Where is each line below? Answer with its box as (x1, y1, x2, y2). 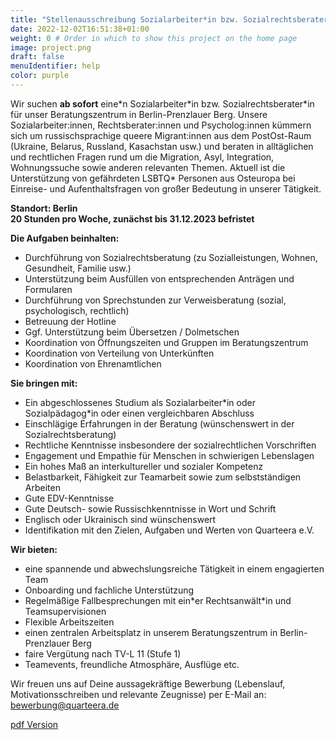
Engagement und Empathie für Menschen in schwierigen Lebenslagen (24, 449, 315, 461)
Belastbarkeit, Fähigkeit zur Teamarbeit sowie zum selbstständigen (24, 471, 302, 483)
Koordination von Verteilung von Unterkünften (24, 347, 215, 359)
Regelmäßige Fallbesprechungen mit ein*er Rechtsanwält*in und (24, 594, 292, 606)
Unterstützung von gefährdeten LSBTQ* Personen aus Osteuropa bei (10, 172, 296, 184)
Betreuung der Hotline (24, 315, 117, 327)
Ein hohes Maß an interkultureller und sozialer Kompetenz (24, 460, 264, 472)
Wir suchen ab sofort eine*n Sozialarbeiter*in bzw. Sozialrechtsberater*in (10, 97, 315, 110)
